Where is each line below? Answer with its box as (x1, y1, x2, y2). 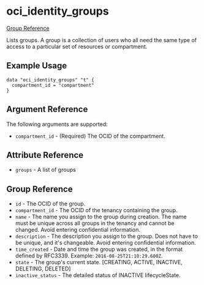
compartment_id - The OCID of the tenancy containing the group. (15, 207, 178, 214)
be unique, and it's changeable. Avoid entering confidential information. (15, 239, 196, 246)
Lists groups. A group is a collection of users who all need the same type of (6, 36, 197, 43)
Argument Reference (6, 104, 88, 114)
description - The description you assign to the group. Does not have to (15, 232, 198, 240)
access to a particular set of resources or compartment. (6, 43, 148, 50)
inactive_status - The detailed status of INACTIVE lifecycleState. (15, 272, 181, 279)
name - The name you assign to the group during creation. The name (15, 213, 187, 221)
